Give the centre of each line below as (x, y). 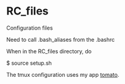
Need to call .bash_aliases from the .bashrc (60, 39)
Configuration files (30, 28)
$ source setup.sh (29, 63)
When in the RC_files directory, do (49, 51)
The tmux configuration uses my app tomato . (63, 74)
